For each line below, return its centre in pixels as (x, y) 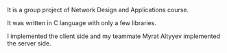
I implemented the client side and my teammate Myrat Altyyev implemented (114, 36)
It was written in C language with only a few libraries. (82, 23)
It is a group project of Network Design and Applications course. (98, 10)
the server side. (29, 43)
